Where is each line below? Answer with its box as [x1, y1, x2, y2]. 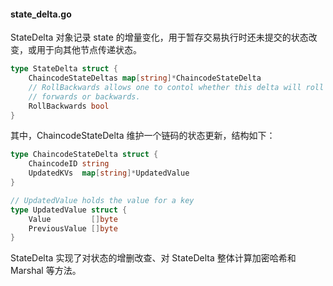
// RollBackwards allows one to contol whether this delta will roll [28, 82, 325, 92]
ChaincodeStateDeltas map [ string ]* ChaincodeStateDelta [28, 73, 262, 84]
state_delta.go [10, 8, 72, 20]
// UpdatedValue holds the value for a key [10, 195, 195, 205]
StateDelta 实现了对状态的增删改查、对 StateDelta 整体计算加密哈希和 [10, 252, 297, 264]
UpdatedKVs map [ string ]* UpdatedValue [28, 168, 190, 179]
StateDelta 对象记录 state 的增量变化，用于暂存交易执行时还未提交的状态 [10, 31, 309, 44]
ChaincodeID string [28, 159, 110, 169]
